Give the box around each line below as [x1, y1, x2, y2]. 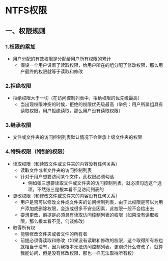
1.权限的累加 [5, 43, 36, 50]
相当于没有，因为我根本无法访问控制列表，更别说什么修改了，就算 [24, 243, 163, 250]
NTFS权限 [5, 5, 47, 16]
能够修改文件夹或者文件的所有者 [20, 230, 88, 237]
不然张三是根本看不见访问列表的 [37, 186, 104, 192]
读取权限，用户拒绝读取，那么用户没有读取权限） [20, 108, 123, 114]
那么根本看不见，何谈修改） [29, 218, 88, 224]
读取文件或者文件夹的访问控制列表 [20, 167, 92, 173]
